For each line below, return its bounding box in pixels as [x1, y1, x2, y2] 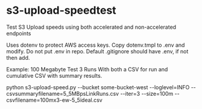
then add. [6, 54, 30, 61]
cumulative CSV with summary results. [6, 72, 103, 79]
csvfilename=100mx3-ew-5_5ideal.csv [6, 96, 103, 104]
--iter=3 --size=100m [120, 90, 174, 97]
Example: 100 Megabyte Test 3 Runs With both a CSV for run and [6, 65, 168, 72]
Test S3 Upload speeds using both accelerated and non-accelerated [6, 23, 177, 31]
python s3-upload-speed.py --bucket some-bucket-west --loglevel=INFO [6, 83, 190, 90]
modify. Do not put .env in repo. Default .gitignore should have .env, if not [6, 47, 189, 54]
